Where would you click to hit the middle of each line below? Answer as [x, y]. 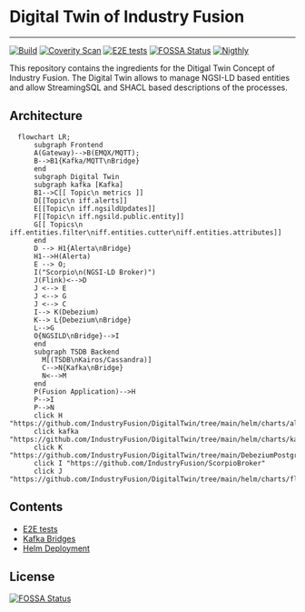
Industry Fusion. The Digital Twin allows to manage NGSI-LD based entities [150, 77]
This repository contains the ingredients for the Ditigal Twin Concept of [142, 68]
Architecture [46, 116]
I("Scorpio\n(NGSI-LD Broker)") [94, 272]
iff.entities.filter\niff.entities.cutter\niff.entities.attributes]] [146, 232]
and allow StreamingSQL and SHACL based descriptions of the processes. [149, 87]
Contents [36, 507]
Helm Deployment [56, 548]
